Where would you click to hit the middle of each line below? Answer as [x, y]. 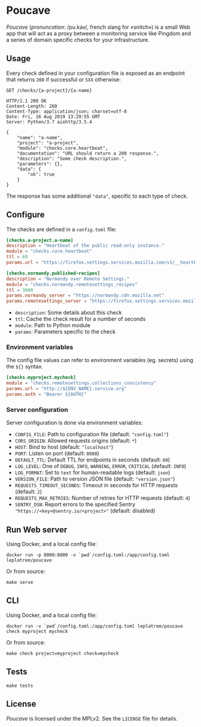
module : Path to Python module [53, 325]
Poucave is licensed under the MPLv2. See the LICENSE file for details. [92, 718]
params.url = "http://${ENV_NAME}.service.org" [67, 389]
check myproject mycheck [37, 631]
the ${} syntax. [25, 367]
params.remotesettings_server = [46, 301]
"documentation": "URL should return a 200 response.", [88, 153]
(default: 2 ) [28, 491]
